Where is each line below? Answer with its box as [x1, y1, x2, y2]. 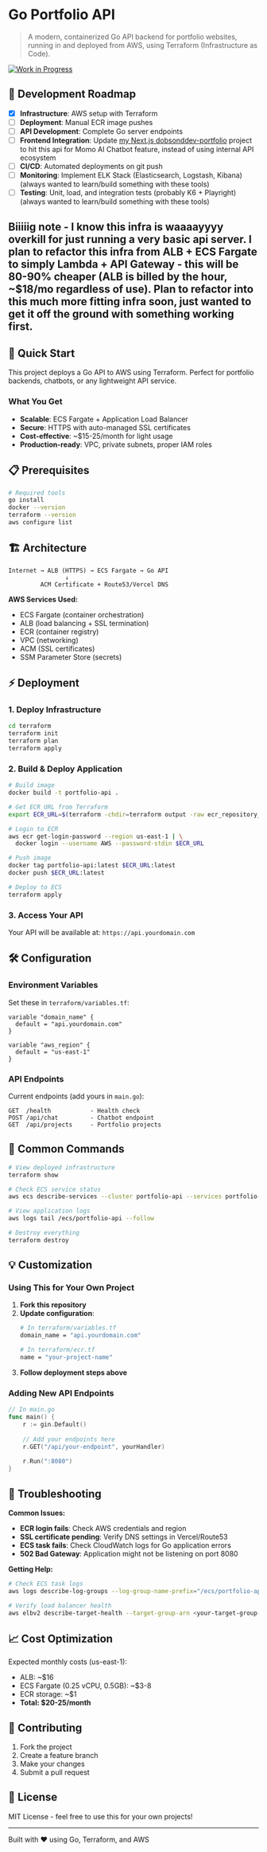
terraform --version [8, 511, 77, 519]
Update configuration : [19, 1309, 95, 1318]
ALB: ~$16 [19, 1673, 54, 1682]
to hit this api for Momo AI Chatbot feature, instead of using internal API [19, 145, 254, 154]
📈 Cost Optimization [8, 1631, 114, 1646]
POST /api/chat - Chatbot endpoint [8, 1114, 155, 1122]
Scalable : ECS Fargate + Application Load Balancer [19, 414, 188, 424]
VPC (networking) [19, 635, 79, 644]
